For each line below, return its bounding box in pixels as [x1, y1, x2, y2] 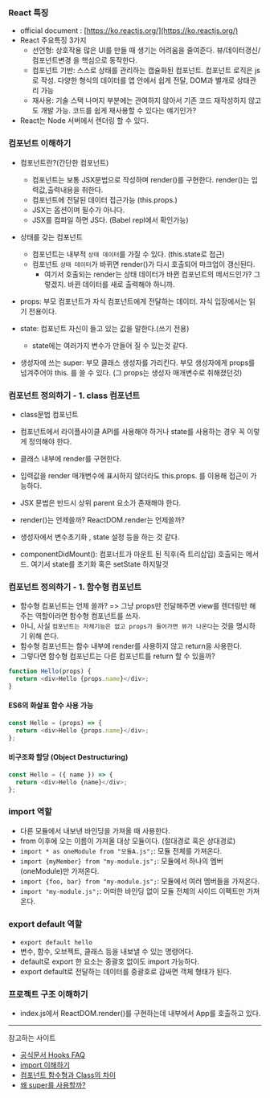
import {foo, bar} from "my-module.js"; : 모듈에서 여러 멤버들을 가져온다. [19, 876, 260, 886]
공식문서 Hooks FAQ [19, 1051, 86, 1060]
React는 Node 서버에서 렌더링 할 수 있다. [19, 116, 149, 125]
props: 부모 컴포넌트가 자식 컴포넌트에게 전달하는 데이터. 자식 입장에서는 [19, 296, 247, 306]
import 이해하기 [19, 1060, 70, 1070]
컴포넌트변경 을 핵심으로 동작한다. [31, 55, 138, 65]
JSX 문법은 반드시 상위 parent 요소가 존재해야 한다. [19, 498, 182, 507]
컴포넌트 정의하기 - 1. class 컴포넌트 [8, 390, 141, 401]
